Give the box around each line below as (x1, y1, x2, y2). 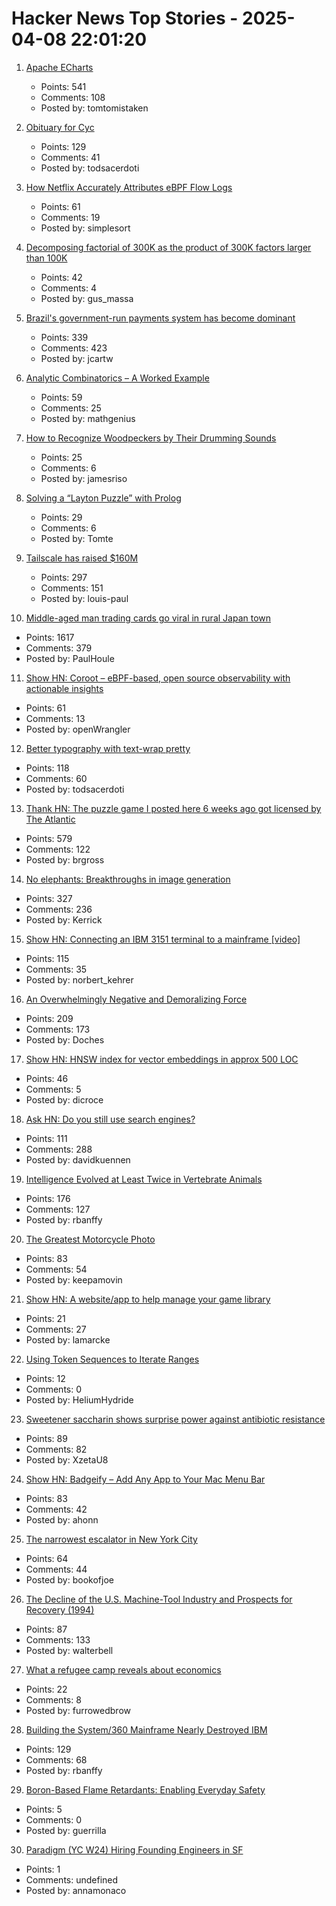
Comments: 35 (25, 963, 88, 975)
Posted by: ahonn (25, 1513, 99, 1526)
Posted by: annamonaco (25, 1884, 127, 1896)
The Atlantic (25, 813, 76, 825)
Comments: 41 (40, 151, 101, 163)
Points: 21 (25, 1312, 66, 1324)
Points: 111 (25, 1132, 68, 1144)
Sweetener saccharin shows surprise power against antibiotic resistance (25, 1413, 326, 1425)
